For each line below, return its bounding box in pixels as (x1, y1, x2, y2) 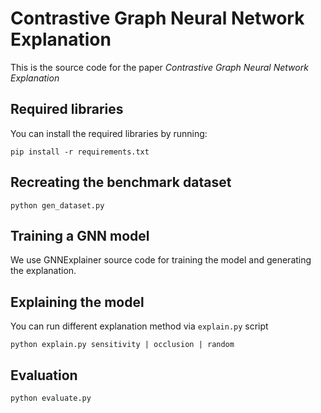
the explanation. (10, 265, 77, 277)
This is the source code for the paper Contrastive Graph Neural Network (10, 61, 309, 73)
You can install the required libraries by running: (10, 127, 208, 139)
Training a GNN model (10, 227, 150, 244)
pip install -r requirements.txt (10, 147, 150, 157)
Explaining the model (10, 293, 145, 311)
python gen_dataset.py (10, 200, 105, 211)
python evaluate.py (10, 393, 92, 403)
